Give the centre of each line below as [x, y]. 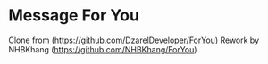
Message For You [74, 16]
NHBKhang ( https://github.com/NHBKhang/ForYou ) [103, 49]
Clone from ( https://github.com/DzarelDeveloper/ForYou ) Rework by [134, 40]
